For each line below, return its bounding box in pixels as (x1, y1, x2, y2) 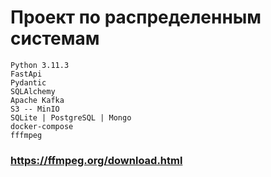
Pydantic (10, 77, 47, 88)
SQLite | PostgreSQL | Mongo (10, 112, 132, 123)
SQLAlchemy (10, 86, 56, 96)
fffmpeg (10, 130, 43, 140)
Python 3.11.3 (10, 60, 70, 70)
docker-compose (10, 121, 74, 131)
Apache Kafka (10, 95, 65, 105)
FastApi (10, 69, 43, 79)
